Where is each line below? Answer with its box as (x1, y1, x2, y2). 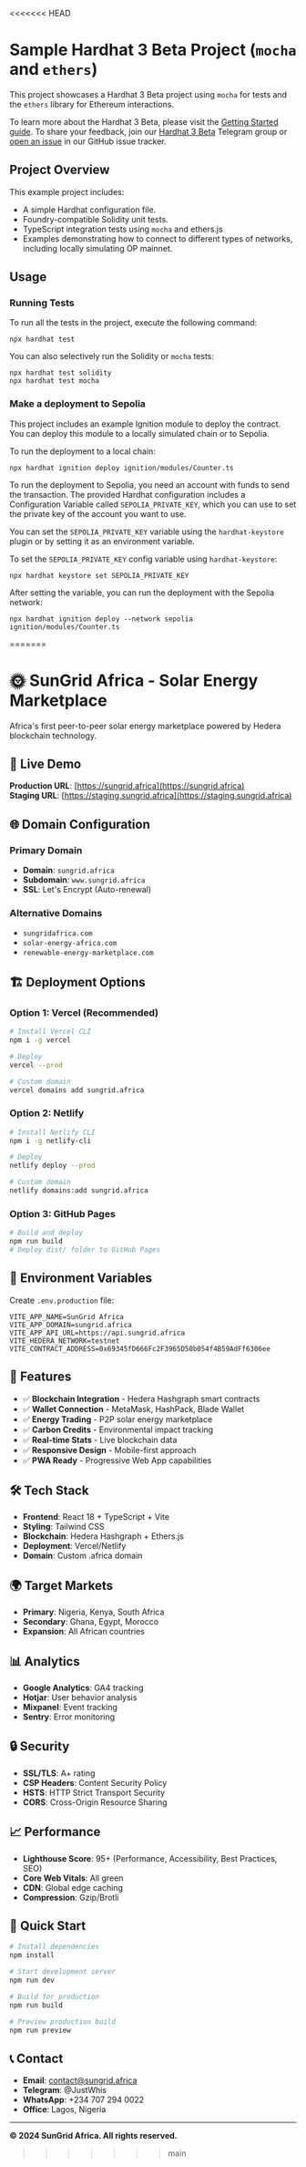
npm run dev (9, 1976, 55, 1985)
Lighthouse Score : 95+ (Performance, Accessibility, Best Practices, (22, 1852, 278, 1863)
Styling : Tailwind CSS (22, 1522, 105, 1532)
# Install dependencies (9, 1942, 100, 1952)
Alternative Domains (9, 907, 103, 920)
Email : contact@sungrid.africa (22, 2075, 138, 2086)
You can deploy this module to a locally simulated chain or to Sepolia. (9, 428, 270, 439)
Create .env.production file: (9, 1295, 115, 1305)
